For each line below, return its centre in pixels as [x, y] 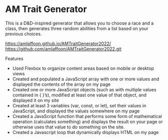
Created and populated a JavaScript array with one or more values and [86, 79]
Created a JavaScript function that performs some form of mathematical [87, 116]
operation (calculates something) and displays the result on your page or [88, 121]
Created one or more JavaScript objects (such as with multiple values [84, 89]
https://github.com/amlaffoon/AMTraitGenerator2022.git [63, 49]
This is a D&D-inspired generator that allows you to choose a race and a [79, 23]
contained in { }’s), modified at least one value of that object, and [79, 95]
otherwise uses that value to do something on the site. [68, 127]
